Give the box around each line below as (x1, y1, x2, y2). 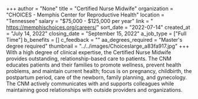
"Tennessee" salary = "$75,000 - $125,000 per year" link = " (6, 18, 153, 24)
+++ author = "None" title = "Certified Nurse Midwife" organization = (6, 5, 174, 12)
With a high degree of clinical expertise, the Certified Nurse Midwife (6, 49, 171, 55)
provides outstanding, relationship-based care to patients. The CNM (6, 55, 172, 62)
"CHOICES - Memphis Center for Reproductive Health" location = (6, 11, 165, 18)
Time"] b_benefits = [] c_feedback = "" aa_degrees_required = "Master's (6, 37, 183, 43)
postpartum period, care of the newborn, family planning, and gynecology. (6, 74, 187, 81)
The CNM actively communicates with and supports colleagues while (6, 80, 174, 87)
